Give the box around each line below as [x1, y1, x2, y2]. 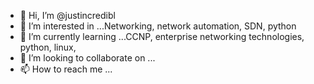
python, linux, [19, 41, 77, 53]
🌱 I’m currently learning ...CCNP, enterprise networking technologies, [19, 31, 305, 42]
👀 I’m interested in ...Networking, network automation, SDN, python [19, 20, 297, 32]
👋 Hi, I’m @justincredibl [19, 10, 116, 21]
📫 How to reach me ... [19, 63, 113, 75]
